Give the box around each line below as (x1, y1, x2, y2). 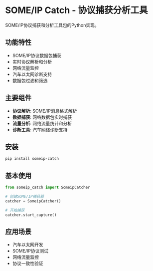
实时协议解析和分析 (12, 59, 52, 65)
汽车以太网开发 (12, 241, 43, 248)
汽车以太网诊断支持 (12, 71, 52, 77)
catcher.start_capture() (5, 212, 57, 217)
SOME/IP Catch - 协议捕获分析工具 (5, 5, 148, 16)
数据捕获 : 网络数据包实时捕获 (12, 114, 72, 120)
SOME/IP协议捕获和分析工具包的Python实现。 (5, 22, 100, 28)
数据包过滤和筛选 (12, 77, 48, 83)
